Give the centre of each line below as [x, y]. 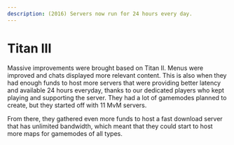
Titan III [29, 48]
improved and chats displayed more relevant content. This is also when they [117, 75]
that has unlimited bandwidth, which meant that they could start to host [110, 126]
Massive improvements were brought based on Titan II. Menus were [105, 68]
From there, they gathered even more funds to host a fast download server [115, 118]
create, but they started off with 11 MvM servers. [77, 105]
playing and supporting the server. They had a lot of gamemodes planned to [117, 97]
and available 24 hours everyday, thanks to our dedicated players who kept [116, 90]
